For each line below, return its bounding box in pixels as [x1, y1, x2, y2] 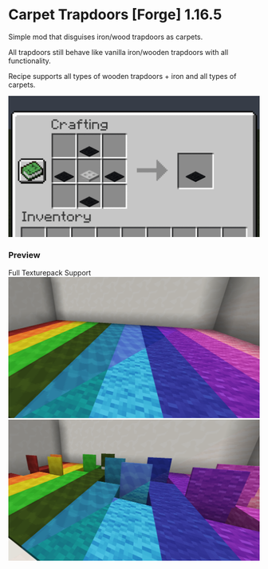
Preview [8, 250, 41, 261]
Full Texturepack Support [8, 267, 92, 277]
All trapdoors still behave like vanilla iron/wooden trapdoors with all [8, 47, 229, 57]
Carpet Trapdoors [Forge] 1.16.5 [8, 6, 223, 24]
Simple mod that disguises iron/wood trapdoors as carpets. [8, 32, 203, 41]
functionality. [8, 56, 52, 65]
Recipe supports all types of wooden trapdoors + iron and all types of [8, 71, 237, 81]
